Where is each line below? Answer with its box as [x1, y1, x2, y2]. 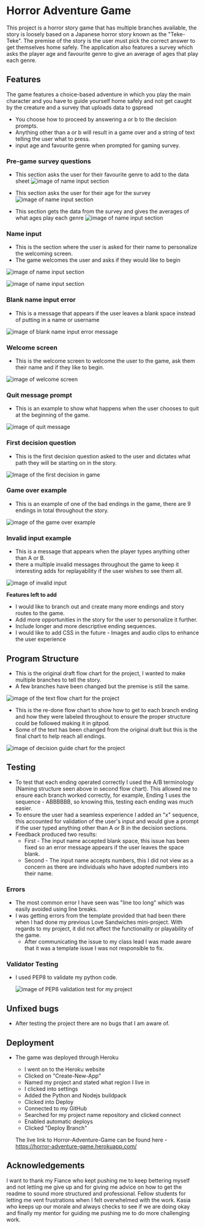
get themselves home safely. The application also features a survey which [6, 44, 193, 51]
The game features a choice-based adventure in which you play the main [6, 90, 191, 98]
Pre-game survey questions [6, 157, 91, 166]
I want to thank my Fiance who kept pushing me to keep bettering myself [6, 1176, 190, 1184]
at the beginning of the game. [15, 412, 90, 419]
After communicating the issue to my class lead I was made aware [24, 938, 192, 945]
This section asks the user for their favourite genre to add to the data [15, 171, 189, 178]
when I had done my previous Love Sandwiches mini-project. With [15, 918, 183, 926]
